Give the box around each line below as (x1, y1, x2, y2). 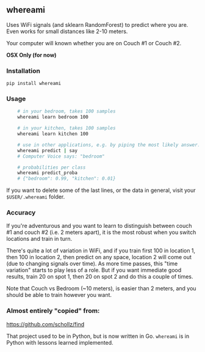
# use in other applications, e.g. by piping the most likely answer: (17, 142, 201, 148)
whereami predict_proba (17, 170, 78, 176)
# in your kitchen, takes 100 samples (17, 125, 116, 131)
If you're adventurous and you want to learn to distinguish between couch (6, 222, 192, 230)
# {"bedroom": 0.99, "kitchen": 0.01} (17, 175, 116, 182)
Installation (6, 67, 41, 75)
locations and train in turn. (6, 235, 72, 243)
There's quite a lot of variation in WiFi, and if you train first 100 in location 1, (6, 247, 196, 254)
